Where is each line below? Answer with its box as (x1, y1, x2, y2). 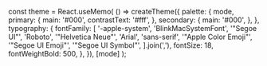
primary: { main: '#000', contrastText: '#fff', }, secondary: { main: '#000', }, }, (8, 15, 260, 25)
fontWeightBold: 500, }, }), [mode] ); (8, 49, 127, 58)
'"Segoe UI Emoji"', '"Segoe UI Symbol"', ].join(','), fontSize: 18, (8, 41, 214, 50)
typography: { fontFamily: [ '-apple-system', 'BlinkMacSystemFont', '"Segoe (8, 24, 257, 33)
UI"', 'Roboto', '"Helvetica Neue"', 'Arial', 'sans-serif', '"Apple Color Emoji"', (8, 32, 253, 41)
